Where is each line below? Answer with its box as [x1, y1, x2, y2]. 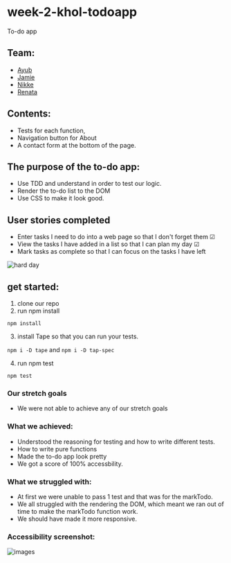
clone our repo [17, 300, 59, 307]
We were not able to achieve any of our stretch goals [17, 404, 168, 413]
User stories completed [7, 214, 111, 226]
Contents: [7, 108, 51, 120]
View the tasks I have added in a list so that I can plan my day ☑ [17, 240, 200, 248]
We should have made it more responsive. [17, 514, 137, 523]
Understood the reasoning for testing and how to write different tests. [17, 438, 216, 446]
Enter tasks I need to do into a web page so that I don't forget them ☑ [17, 233, 216, 241]
